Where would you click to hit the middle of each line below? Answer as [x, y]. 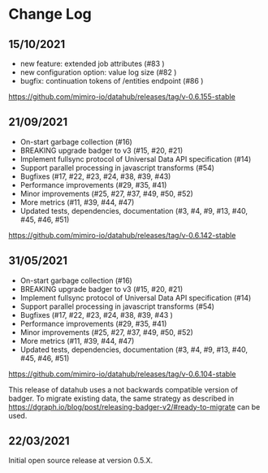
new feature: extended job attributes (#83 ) [92, 63]
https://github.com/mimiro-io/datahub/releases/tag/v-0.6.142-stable [122, 235]
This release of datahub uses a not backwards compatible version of [123, 389]
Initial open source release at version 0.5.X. [81, 461]
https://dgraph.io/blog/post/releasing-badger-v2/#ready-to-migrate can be [134, 406]
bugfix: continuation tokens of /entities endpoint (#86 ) [112, 81]
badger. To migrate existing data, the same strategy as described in [121, 398]
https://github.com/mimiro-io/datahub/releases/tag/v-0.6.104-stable [122, 374]
